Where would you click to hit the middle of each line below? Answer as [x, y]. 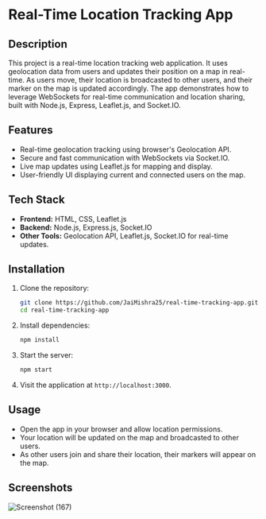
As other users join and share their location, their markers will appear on [138, 454]
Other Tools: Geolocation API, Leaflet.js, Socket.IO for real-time [124, 235]
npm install [39, 340]
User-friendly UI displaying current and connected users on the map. [133, 174]
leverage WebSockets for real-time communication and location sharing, [127, 97]
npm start [36, 370]
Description [38, 44]
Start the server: [46, 355]
